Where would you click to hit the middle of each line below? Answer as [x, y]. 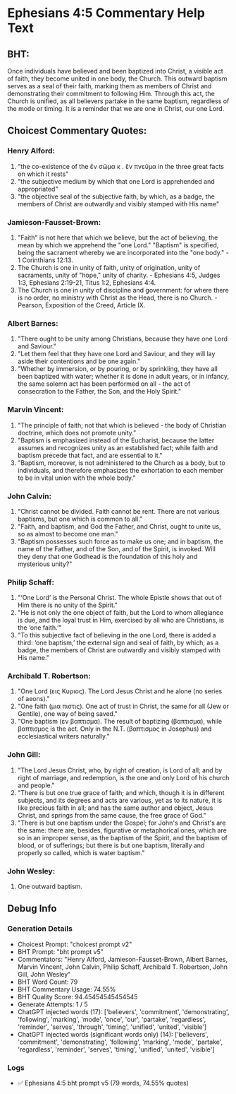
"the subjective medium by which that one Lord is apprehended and [116, 181]
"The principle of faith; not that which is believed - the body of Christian [122, 425]
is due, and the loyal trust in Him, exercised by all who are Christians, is [120, 620]
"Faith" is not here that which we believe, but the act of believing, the [118, 237]
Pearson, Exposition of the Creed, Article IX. [81, 305]
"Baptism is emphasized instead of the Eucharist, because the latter [116, 440]
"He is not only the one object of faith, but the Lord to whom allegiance [120, 613]
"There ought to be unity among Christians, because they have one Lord [122, 339]
